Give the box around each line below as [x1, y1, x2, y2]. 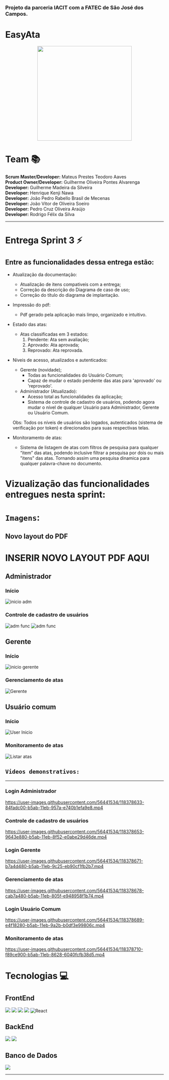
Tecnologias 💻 [5, 970, 69, 982]
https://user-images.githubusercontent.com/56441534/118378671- [5, 858, 143, 864]
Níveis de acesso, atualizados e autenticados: [12, 357, 108, 363]
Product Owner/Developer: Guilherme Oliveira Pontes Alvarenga [5, 179, 140, 185]
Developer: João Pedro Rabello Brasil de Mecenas [5, 195, 110, 201]
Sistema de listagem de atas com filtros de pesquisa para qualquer [20, 444, 159, 450]
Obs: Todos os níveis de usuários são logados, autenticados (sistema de [12, 419, 163, 425]
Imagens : [5, 512, 40, 523]
